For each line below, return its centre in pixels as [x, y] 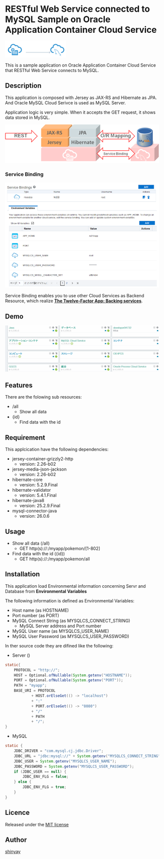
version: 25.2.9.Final [40, 506]
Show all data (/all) [31, 543]
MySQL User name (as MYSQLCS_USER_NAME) [61, 631]
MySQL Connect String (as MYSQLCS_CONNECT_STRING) [71, 620]
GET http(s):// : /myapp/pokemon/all [55, 559]
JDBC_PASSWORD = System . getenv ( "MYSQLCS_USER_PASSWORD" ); [74, 766]
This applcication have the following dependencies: [57, 450]
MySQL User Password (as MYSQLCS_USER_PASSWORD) [71, 636]
